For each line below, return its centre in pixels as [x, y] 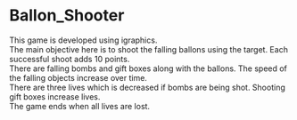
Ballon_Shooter [67, 16]
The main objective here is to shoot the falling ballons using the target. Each [148, 49]
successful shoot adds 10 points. [70, 59]
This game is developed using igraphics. [83, 40]
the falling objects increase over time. [78, 77]
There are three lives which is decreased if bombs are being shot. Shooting [147, 87]
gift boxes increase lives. [55, 96]
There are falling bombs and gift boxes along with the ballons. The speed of [148, 68]
